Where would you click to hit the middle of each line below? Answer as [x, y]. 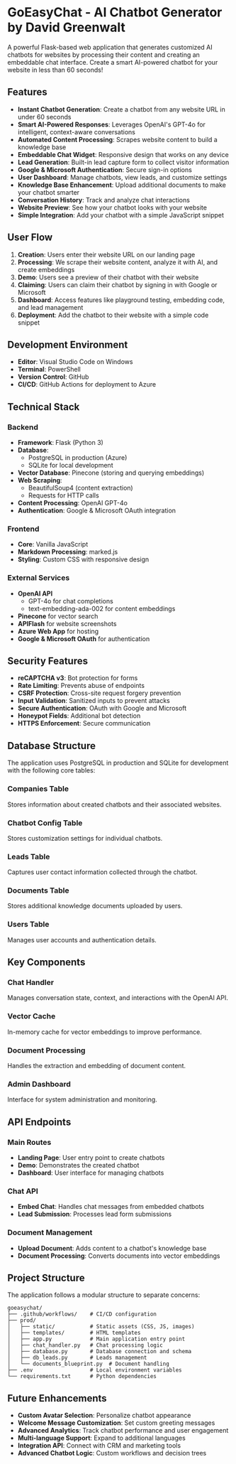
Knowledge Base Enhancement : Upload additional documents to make [122, 185]
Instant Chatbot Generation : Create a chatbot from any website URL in [121, 109]
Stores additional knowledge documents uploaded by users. [95, 906]
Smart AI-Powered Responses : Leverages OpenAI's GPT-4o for [111, 124]
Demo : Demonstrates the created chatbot [78, 1166]
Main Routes [29, 1142]
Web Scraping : [40, 480]
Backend [23, 427]
